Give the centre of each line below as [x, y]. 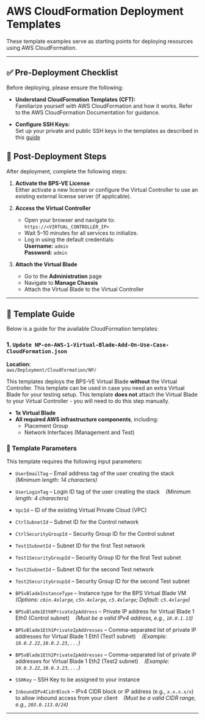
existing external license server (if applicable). [73, 196]
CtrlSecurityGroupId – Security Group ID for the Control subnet [95, 533]
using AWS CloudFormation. [42, 48]
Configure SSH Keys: [42, 124]
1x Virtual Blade [35, 413]
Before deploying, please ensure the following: [65, 88]
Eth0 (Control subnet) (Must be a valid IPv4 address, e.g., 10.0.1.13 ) [104, 618]
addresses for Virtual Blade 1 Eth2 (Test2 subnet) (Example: [92, 661]
